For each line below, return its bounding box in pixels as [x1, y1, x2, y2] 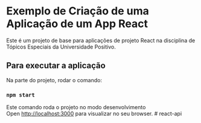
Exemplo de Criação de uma [6, 4, 150, 18]
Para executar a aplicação [6, 61, 106, 71]
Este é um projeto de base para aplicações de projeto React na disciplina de [6, 37, 196, 44]
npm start [6, 91, 35, 98]
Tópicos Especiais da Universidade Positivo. [6, 43, 116, 50]
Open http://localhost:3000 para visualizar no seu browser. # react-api [6, 110, 182, 118]
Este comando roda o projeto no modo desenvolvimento [6, 104, 146, 111]
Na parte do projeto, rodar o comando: [6, 76, 103, 83]
